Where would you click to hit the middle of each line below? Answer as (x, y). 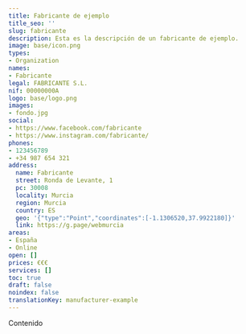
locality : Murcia (45, 195)
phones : (21, 143)
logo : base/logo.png (43, 98)
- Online (23, 248)
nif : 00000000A (34, 91)
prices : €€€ (28, 262)
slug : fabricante (37, 31)
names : (19, 68)
